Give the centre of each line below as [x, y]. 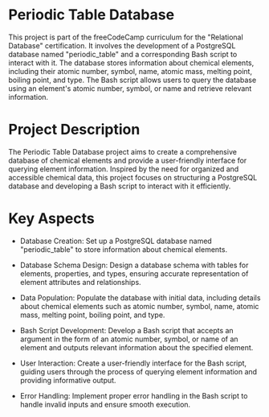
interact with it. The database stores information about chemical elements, [131, 63]
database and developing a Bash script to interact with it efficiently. [120, 186]
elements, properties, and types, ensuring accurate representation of [134, 273]
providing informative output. [68, 380]
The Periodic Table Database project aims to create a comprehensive [122, 151]
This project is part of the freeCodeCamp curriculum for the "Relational [126, 37]
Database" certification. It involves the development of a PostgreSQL [122, 45]
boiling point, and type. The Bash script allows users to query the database [132, 80]
